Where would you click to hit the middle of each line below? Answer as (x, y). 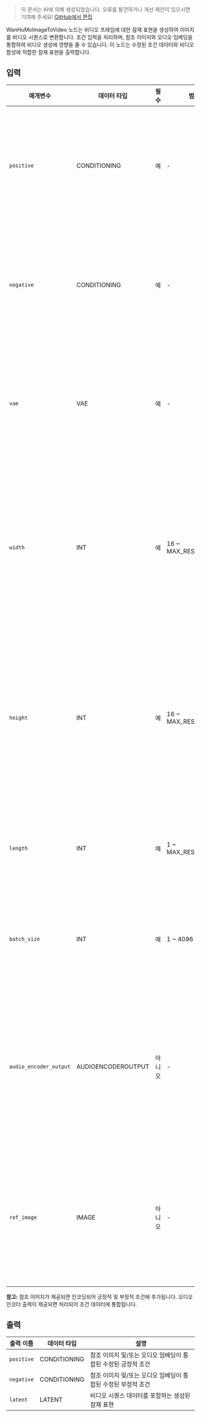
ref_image (23, 1217)
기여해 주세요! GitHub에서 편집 (57, 17)
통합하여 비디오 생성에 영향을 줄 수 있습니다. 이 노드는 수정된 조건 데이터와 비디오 (100, 45)
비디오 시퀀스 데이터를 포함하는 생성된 (140, 1395)
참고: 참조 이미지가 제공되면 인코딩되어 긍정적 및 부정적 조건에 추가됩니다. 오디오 (100, 1296)
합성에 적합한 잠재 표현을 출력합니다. (48, 52)
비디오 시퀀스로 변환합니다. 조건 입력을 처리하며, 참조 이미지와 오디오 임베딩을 (103, 37)
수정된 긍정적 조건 (127, 1364)
